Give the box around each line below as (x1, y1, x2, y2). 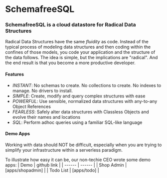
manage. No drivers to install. (12, 88, 73, 93)
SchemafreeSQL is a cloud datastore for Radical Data (5, 21, 136, 28)
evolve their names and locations (12, 114, 81, 120)
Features (5, 71, 24, 78)
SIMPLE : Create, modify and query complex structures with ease (12, 93, 146, 99)
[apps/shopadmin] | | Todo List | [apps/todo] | (5, 167, 99, 173)
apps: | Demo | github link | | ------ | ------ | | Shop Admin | (5, 162, 127, 168)
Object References (12, 103, 51, 109)
